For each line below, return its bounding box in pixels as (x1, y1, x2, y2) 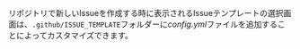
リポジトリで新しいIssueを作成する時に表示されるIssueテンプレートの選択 (8, 8, 284, 18)
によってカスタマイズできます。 (15, 30, 134, 40)
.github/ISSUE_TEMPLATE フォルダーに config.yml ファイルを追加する (31, 19, 278, 29)
